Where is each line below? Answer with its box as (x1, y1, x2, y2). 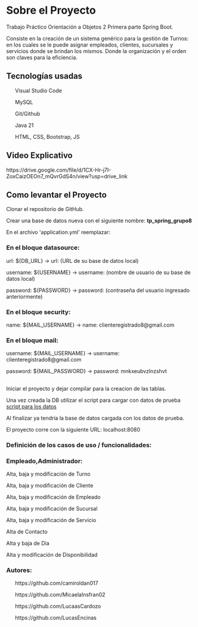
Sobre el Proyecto (6, 4, 97, 17)
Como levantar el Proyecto (6, 190, 107, 200)
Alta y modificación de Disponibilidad (6, 551, 98, 558)
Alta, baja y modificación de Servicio (6, 516, 97, 523)
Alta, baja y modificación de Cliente (6, 482, 94, 489)
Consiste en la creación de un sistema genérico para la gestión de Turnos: (6, 35, 189, 42)
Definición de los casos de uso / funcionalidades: (6, 440, 152, 449)
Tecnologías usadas (6, 71, 82, 81)
